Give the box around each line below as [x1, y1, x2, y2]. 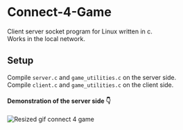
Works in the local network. [7, 34, 85, 42]
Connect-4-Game [7, 4, 112, 20]
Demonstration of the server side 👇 [7, 97, 111, 105]
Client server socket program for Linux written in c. [7, 27, 152, 35]
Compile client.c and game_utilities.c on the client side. [7, 81, 174, 89]
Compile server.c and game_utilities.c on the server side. [7, 73, 177, 81]
